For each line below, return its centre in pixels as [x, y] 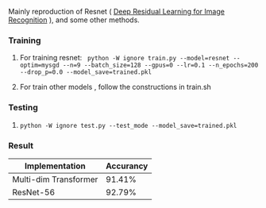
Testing [23, 108]
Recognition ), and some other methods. [74, 20]
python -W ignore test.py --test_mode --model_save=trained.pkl [128, 125]
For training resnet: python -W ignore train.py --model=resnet [125, 58]
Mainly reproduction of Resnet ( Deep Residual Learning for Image [116, 12]
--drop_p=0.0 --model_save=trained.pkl [86, 72]
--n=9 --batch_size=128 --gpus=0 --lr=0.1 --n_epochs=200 [160, 65]
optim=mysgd [39, 65]
